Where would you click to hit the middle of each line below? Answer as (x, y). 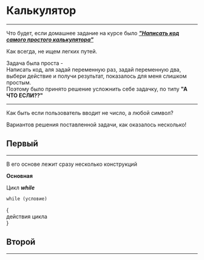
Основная (20, 176)
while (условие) (27, 199)
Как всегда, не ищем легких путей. (52, 51)
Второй (21, 242)
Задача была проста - (35, 63)
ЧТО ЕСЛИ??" (25, 95)
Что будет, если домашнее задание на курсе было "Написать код (93, 33)
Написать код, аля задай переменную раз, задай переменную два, (93, 69)
